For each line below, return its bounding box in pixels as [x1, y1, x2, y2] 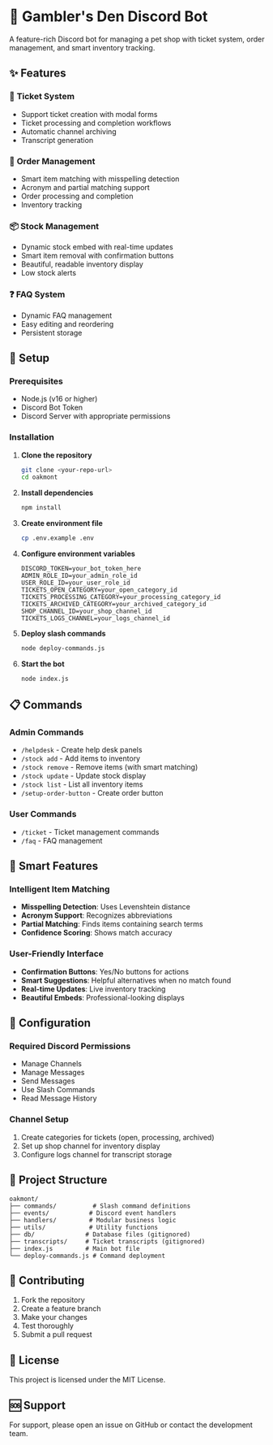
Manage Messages [20, 1068, 85, 1078]
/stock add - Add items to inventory [20, 753, 141, 763]
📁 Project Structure [9, 1174, 108, 1187]
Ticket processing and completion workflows [20, 118, 172, 128]
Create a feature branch [20, 1304, 101, 1313]
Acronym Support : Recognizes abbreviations [20, 910, 173, 921]
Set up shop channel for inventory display [20, 1141, 160, 1151]
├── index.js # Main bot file [9, 1244, 140, 1252]
